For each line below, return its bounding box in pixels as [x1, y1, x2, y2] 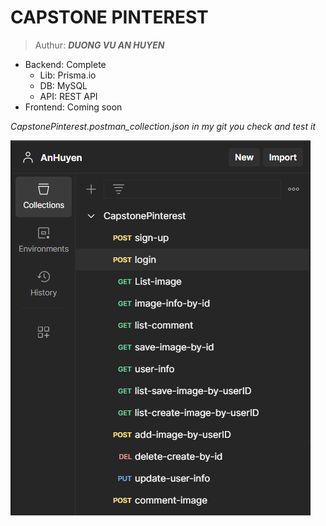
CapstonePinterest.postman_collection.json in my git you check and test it [10, 120, 317, 132]
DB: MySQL [39, 79, 88, 91]
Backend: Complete [24, 58, 107, 70]
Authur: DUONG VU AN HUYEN [34, 39, 165, 51]
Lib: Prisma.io [39, 69, 97, 81]
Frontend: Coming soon [24, 101, 123, 113]
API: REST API [39, 90, 98, 102]
